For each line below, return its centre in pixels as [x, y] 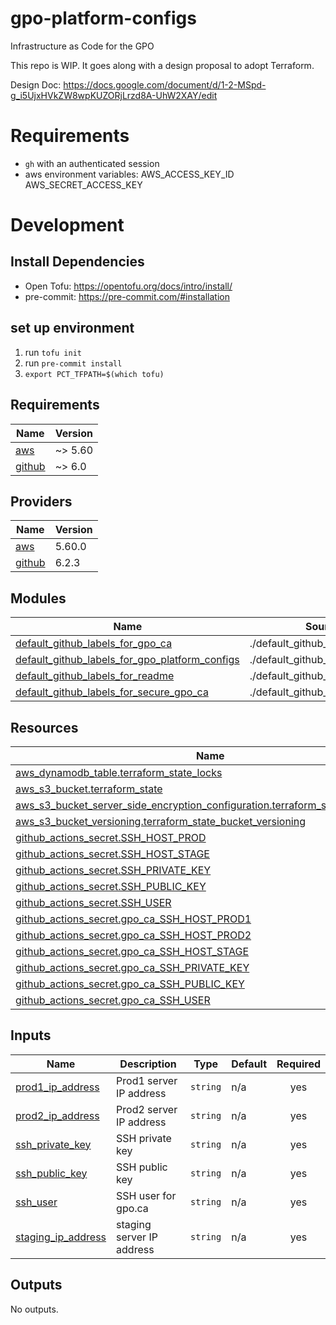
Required [298, 1064]
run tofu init [53, 352]
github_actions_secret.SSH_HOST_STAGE [112, 854]
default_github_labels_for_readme [95, 676]
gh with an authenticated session [92, 163]
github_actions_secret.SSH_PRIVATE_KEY [113, 870]
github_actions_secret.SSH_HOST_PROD [111, 837]
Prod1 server [147, 1080]
